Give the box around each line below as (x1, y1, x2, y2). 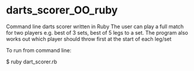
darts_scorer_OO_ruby (6, 4, 118, 17)
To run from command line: (6, 46, 72, 53)
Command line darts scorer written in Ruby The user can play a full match (6, 23, 184, 30)
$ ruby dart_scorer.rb (6, 58, 57, 65)
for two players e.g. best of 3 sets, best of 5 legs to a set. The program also (6, 29, 189, 36)
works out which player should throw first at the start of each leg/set (6, 35, 172, 42)
